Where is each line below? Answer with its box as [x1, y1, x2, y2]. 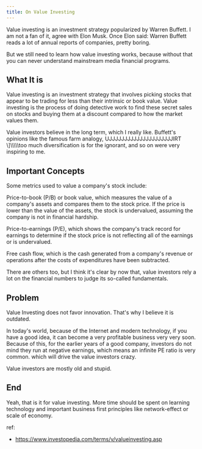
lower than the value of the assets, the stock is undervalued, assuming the [6, 207, 193, 214]
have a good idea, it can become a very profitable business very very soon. [6, 334, 197, 341]
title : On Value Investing [6, 9, 75, 15]
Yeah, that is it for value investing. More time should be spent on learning [6, 398, 190, 406]
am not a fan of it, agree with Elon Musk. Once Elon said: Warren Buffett [6, 32, 187, 40]
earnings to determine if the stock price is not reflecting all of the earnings [6, 232, 193, 239]
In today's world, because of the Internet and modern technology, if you [6, 327, 187, 335]
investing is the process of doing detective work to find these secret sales [6, 104, 192, 111]
